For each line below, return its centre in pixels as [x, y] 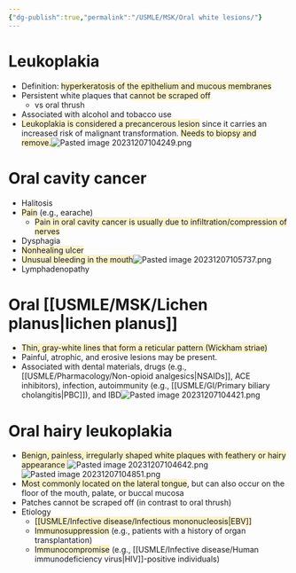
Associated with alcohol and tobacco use [96, 114]
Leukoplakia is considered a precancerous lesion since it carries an [144, 123]
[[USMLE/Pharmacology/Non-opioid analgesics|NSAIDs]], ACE [136, 376]
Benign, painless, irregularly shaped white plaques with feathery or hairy [154, 455]
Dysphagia [41, 240]
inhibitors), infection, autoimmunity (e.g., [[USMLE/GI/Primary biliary [146, 386]
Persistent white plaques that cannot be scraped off [116, 95]
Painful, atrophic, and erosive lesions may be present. [119, 357]
